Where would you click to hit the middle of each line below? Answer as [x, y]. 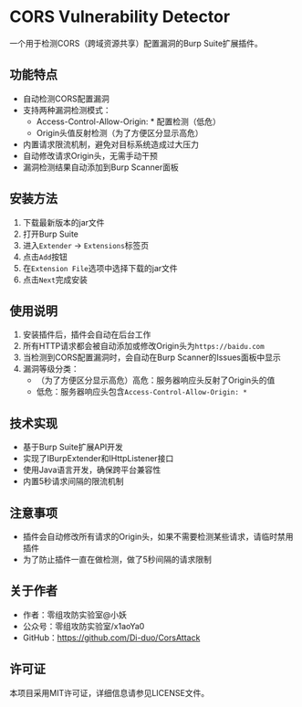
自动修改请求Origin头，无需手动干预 [90, 155]
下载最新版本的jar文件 [63, 222]
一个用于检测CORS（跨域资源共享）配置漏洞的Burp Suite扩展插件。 [136, 43]
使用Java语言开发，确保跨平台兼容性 [92, 470]
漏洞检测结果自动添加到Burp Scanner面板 [101, 167]
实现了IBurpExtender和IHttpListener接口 [98, 459]
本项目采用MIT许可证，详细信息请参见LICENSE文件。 [109, 692]
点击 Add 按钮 [45, 257]
